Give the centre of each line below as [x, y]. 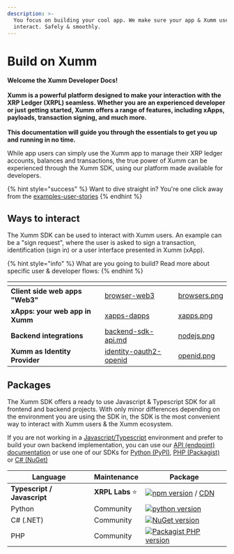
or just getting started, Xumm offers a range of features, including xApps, [116, 110]
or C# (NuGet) [28, 459]
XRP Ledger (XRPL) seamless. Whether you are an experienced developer [116, 103]
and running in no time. [41, 140]
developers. [24, 176]
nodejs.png [196, 336]
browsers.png [201, 296]
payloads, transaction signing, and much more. [77, 118]
